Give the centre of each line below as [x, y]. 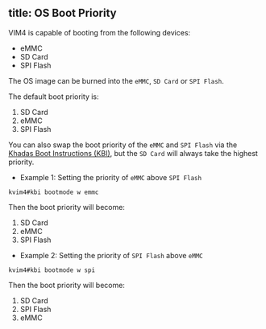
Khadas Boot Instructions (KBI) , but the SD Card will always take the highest [133, 153]
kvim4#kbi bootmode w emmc [54, 192]
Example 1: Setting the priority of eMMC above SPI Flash [111, 177]
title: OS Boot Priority [62, 13]
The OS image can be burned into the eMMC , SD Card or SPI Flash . [116, 80]
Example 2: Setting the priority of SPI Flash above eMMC [111, 255]
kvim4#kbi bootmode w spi [52, 270]
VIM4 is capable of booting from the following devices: [100, 32]
